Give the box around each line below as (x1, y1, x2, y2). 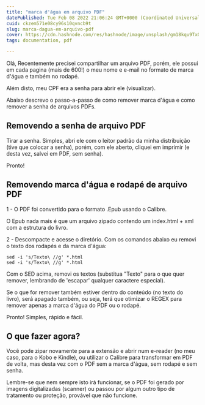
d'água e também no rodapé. (6, 73, 79, 80)
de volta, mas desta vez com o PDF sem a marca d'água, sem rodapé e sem (6, 360, 198, 368)
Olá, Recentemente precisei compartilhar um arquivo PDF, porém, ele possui (6, 59, 198, 67)
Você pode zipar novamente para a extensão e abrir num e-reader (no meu (6, 347, 195, 355)
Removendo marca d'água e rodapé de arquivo (6, 180, 188, 190)
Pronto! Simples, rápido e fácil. (6, 313, 84, 320)
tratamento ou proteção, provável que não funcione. (6, 392, 137, 399)
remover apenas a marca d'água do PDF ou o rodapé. (6, 301, 142, 309)
